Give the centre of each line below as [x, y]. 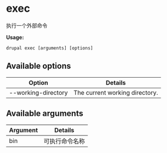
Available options [39, 66]
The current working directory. [116, 92]
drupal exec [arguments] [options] [50, 48]
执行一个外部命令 [27, 25]
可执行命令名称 [64, 141]
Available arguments [45, 114]
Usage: [15, 37]
